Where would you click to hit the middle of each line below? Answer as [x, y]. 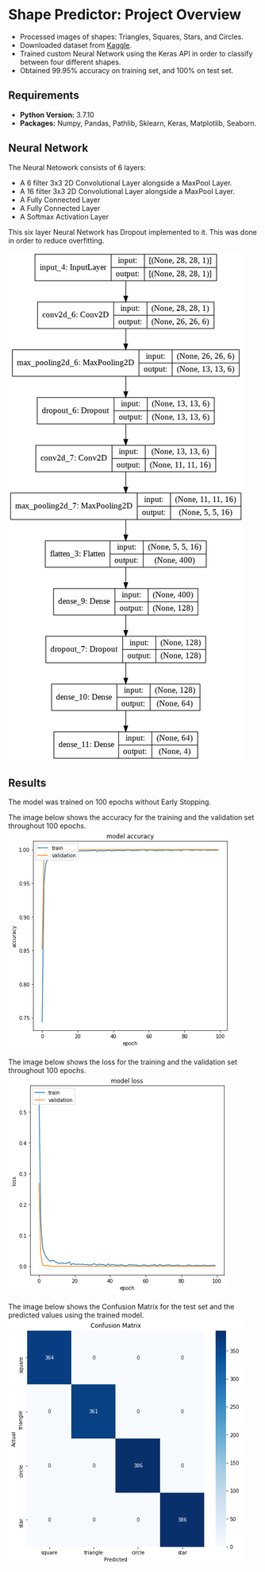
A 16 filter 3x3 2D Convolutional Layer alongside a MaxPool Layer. [127, 191]
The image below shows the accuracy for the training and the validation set [131, 818]
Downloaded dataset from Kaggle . [76, 45]
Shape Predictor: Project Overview [125, 15]
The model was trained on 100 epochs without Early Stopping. [110, 802]
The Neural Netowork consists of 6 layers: [77, 167]
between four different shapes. [70, 62]
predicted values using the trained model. [76, 1315]
